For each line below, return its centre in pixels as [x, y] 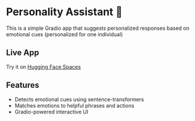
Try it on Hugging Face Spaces [43, 67]
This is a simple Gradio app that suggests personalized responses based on [98, 28]
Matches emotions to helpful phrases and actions [74, 105]
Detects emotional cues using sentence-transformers [79, 99]
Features [23, 85]
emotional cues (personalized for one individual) [65, 34]
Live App [23, 53]
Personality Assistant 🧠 [64, 12]
